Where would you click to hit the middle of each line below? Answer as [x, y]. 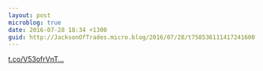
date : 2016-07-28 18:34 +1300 [58, 30]
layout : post [30, 15]
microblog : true [35, 23]
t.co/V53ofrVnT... [36, 59]
